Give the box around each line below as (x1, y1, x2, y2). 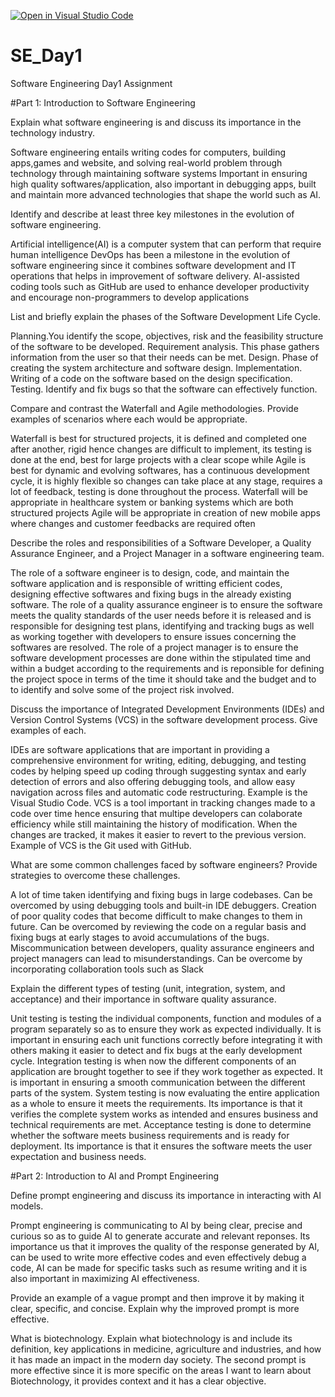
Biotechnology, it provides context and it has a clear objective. (10, 1375, 267, 1387)
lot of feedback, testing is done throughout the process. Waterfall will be (10, 485, 308, 497)
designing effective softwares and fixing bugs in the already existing (10, 588, 292, 600)
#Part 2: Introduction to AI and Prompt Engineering (10, 1170, 220, 1182)
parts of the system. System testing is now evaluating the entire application (10, 1086, 320, 1099)
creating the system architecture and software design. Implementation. (10, 361, 303, 374)
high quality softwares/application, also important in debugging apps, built (10, 178, 317, 190)
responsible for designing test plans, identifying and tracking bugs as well (10, 620, 315, 632)
